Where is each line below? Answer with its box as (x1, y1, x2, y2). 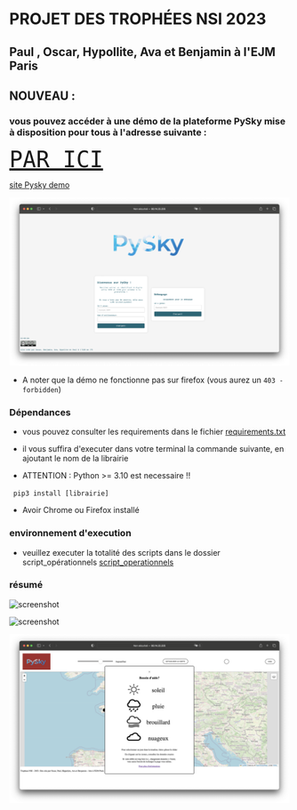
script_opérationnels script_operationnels (21, 557, 174, 567)
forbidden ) (21, 383, 62, 395)
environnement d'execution (9, 527, 132, 540)
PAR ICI (9, 147, 104, 173)
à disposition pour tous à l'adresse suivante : (9, 125, 207, 138)
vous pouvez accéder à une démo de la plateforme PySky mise (9, 115, 286, 127)
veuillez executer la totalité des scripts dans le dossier (21, 547, 221, 557)
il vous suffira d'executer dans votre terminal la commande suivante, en (21, 444, 285, 454)
